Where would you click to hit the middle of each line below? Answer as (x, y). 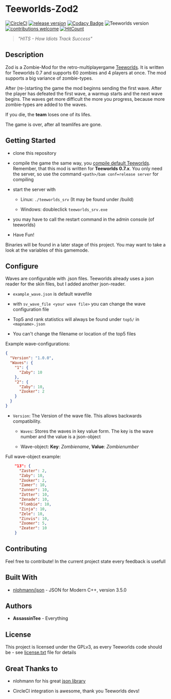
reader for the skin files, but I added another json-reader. (65, 284)
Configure (22, 266)
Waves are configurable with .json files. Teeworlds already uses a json (80, 279)
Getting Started (31, 141)
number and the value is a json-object (61, 436)
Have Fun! (23, 235)
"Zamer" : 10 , (33, 485)
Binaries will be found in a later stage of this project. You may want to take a (85, 244)
